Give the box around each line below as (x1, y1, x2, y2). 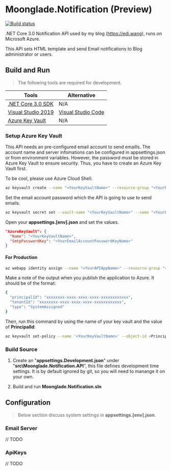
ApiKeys (5, 449, 27, 456)
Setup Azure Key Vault (5, 132, 63, 139)
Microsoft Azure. (5, 36, 41, 42)
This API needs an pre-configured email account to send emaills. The (5, 144, 151, 150)
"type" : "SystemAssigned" (10, 304, 65, 310)
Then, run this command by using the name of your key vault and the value (5, 318, 163, 324)
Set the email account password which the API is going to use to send (5, 194, 152, 200)
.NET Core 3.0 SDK (8, 100, 54, 107)
